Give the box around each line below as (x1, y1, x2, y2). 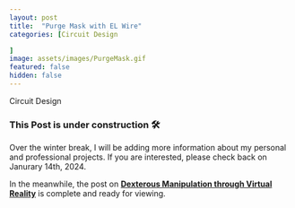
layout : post (9, 13, 58, 22)
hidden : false (9, 71, 63, 81)
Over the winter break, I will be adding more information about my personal (9, 143, 287, 153)
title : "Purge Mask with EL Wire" (9, 22, 143, 30)
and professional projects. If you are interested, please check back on (9, 152, 267, 162)
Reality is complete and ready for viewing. (9, 188, 166, 199)
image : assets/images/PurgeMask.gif (9, 55, 146, 64)
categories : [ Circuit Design (9, 30, 118, 39)
